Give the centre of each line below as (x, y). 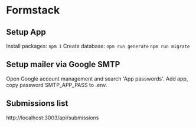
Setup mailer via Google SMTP (63, 64)
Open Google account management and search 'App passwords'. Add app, (97, 78)
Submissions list (37, 103)
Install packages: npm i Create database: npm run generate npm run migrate (98, 46)
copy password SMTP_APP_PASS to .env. (57, 85)
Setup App (26, 32)
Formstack (33, 10)
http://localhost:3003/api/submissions (53, 118)
